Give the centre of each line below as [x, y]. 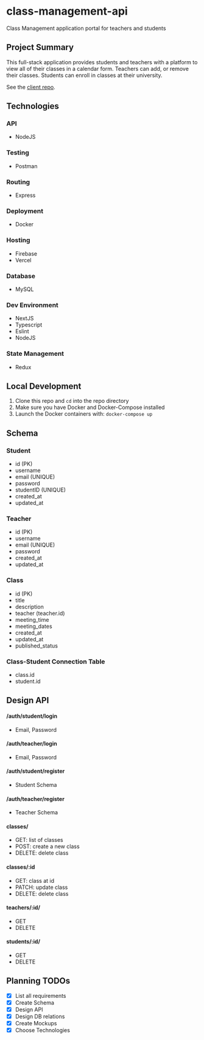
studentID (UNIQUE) [40, 490]
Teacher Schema [37, 813]
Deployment [25, 211]
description [29, 607]
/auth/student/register [36, 771]
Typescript [29, 325]
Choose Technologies [42, 1030]
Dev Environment [33, 305]
